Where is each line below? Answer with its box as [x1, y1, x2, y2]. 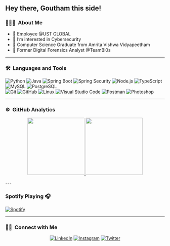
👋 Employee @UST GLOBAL [12, 30, 71, 37]
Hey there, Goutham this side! [5, 4, 102, 13]
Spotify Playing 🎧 [5, 193, 51, 200]
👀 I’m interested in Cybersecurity [12, 36, 81, 42]
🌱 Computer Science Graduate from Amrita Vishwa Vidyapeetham [12, 42, 150, 48]
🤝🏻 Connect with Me [5, 224, 58, 231]
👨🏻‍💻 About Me [5, 19, 43, 26]
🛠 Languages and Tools [5, 64, 67, 71]
